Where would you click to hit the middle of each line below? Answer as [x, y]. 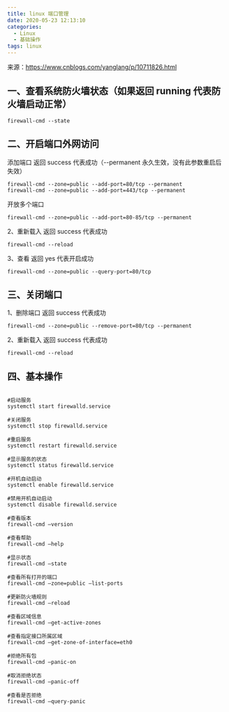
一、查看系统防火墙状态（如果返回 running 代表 [109, 91]
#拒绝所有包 [22, 656]
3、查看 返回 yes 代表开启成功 [51, 258]
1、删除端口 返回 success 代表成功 [57, 313]
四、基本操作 [35, 376]
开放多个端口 [25, 204]
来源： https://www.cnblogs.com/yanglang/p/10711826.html [92, 67]
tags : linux [24, 46]
